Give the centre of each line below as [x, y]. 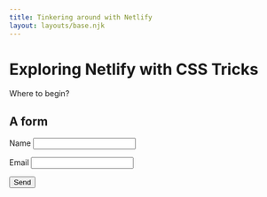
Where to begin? [39, 94]
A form [29, 121]
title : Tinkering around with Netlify [81, 17]
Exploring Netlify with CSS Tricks [134, 69]
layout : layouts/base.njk [57, 26]
